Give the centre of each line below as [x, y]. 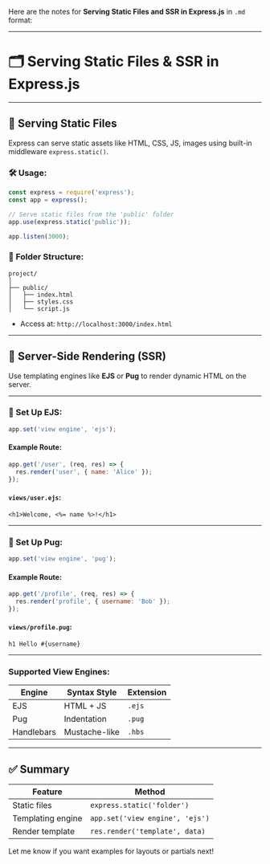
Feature [47, 792]
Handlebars [34, 732]
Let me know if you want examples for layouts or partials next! [111, 851]
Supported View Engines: [59, 671]
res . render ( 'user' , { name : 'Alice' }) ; [84, 472]
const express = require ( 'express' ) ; [72, 193]
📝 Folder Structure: [46, 257]
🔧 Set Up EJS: [35, 413]
